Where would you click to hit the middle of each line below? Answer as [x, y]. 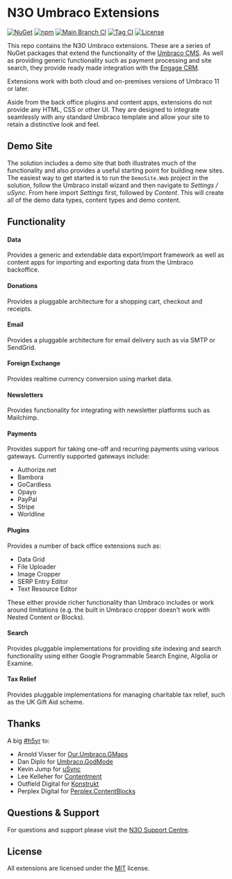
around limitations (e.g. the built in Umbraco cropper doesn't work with [109, 610]
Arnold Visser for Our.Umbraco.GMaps [73, 754]
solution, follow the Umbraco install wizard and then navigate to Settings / [113, 185]
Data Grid [31, 559]
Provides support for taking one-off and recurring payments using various [113, 449]
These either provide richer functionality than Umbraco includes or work [110, 602]
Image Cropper [39, 574]
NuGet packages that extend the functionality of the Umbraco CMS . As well [115, 53]
